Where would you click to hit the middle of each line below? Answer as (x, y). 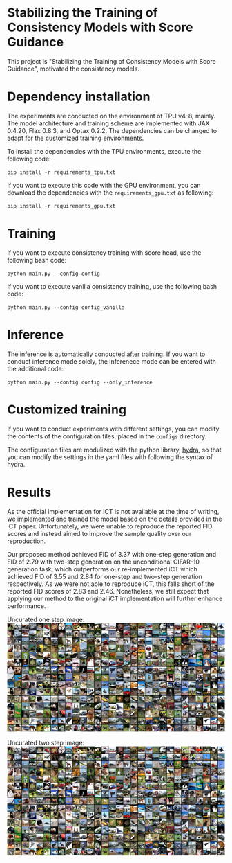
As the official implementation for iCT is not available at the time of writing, (113, 511)
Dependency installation (79, 97)
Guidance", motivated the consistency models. (73, 69)
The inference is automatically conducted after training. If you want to (106, 354)
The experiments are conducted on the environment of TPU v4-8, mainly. (112, 116)
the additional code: (36, 368)
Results (29, 492)
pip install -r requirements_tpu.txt (61, 172)
